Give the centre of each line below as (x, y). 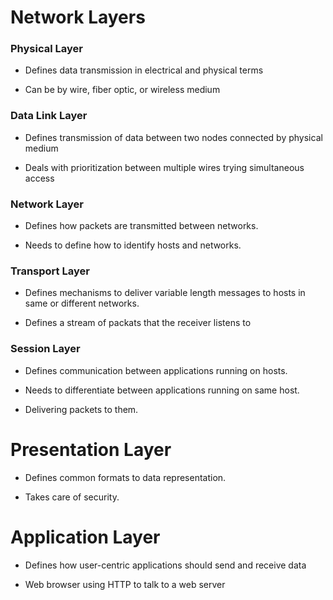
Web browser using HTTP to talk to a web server (125, 584)
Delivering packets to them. (81, 409)
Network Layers (78, 17)
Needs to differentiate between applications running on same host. (162, 390)
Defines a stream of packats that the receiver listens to (138, 323)
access (39, 178)
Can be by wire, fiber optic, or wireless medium (122, 90)
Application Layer (85, 537)
